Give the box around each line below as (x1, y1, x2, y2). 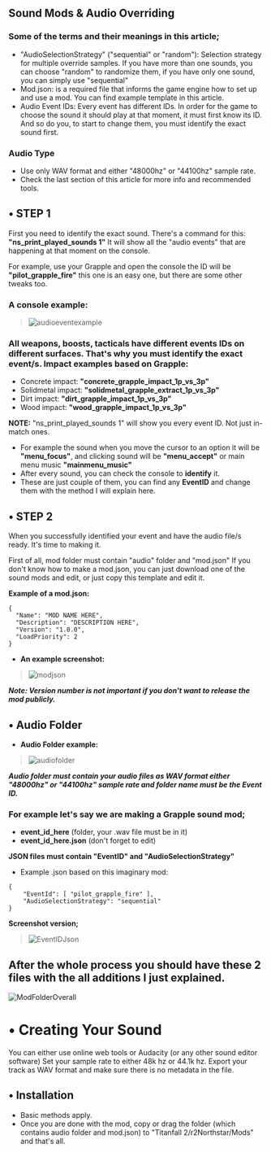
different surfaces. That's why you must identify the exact (8, 348, 243, 360)
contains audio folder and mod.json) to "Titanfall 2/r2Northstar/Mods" (19, 1127, 254, 1137)
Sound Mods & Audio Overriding (8, 7, 175, 20)
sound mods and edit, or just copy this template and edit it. (8, 573, 205, 583)
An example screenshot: (19, 654, 105, 664)
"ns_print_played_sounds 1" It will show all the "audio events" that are (8, 237, 246, 247)
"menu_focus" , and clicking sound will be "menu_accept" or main (19, 452, 245, 461)
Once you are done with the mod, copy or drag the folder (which (19, 1119, 236, 1128)
